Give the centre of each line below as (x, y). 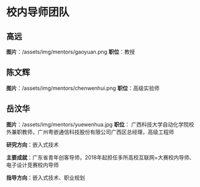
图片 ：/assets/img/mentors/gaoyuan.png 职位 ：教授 (71, 52)
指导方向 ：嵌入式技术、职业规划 (46, 177)
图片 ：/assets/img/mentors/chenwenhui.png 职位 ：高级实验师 (83, 88)
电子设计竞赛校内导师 (32, 165)
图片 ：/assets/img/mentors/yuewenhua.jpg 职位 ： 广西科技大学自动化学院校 (100, 124)
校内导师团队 (38, 12)
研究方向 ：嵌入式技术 (32, 144)
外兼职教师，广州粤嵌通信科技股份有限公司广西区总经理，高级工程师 (90, 132)
